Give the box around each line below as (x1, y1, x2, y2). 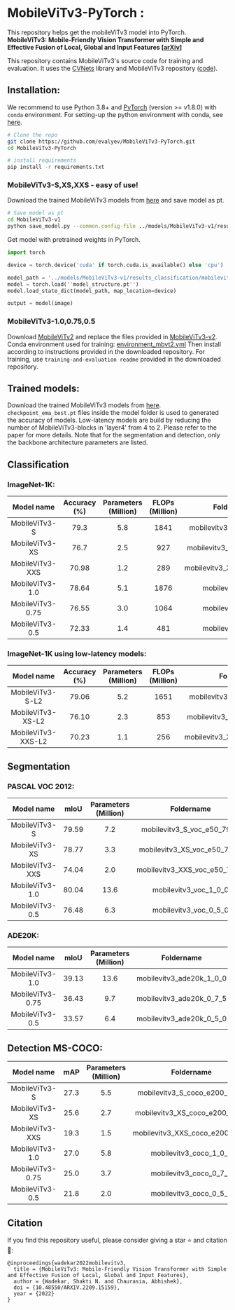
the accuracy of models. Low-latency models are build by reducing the (7, 416, 211, 425)
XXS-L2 (20, 737, 48, 746)
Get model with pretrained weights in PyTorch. (7, 236, 141, 244)
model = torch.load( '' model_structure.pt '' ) (7, 280, 139, 288)
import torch (7, 249, 45, 257)
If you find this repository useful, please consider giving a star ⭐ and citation (7, 1236, 227, 1244)
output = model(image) (7, 300, 73, 307)
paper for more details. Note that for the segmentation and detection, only (7, 431, 220, 439)
